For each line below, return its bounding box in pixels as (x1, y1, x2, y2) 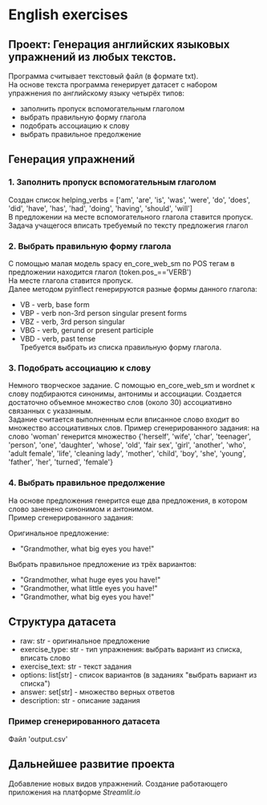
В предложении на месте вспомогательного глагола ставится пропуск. (8, 212, 253, 221)
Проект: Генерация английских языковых (8, 38, 230, 51)
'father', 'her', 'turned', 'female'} (8, 457, 114, 467)
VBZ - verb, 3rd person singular (19, 317, 126, 326)
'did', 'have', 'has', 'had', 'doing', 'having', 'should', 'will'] (8, 203, 193, 213)
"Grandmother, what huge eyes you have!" (19, 575, 161, 585)
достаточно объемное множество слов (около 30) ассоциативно (8, 398, 233, 407)
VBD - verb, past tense (19, 334, 96, 343)
